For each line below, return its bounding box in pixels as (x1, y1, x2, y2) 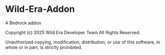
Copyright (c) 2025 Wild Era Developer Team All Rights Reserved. (5, 29, 141, 35)
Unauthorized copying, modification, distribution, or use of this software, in (5, 39, 160, 45)
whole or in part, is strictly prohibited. (5, 44, 83, 50)
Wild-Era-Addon (5, 3, 75, 15)
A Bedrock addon (5, 20, 42, 26)
